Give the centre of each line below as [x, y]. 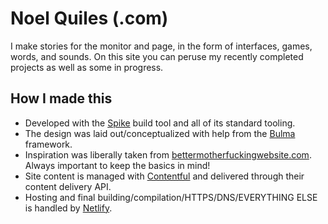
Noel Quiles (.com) [89, 18]
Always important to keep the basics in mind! [117, 165]
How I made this [61, 98]
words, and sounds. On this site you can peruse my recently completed [157, 56]
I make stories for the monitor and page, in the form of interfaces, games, [161, 46]
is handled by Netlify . [68, 208]
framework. [48, 144]
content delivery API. [68, 186]
